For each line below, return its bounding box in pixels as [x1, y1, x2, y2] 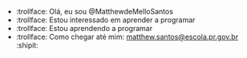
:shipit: [15, 41, 38, 50]
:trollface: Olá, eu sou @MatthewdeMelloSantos [15, 7, 174, 16]
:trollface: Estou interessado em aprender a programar [15, 15, 196, 25]
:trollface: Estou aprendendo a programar [15, 24, 153, 33]
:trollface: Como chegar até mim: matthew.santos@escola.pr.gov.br [15, 32, 239, 41]
